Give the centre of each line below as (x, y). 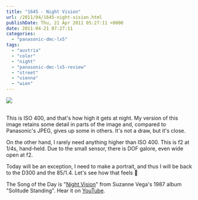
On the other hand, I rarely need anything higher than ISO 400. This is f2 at (98, 142)
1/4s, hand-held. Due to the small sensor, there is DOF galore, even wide (95, 149)
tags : (13, 45)
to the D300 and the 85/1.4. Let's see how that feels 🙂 (72, 173)
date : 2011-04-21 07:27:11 (40, 28)
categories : (21, 34)
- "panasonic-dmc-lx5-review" (49, 67)
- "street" (25, 73)
